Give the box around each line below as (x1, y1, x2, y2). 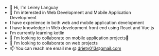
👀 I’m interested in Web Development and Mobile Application (9, 10, 131, 15)
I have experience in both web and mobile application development (9, 20, 144, 25)
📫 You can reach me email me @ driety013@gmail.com (9, 45, 122, 51)
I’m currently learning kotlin (9, 30, 65, 35)
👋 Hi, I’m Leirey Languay (9, 5, 58, 10)
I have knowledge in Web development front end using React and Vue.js (9, 25, 154, 31)
